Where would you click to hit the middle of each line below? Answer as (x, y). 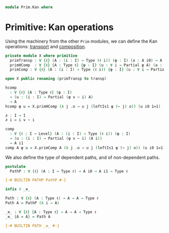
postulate (16, 166)
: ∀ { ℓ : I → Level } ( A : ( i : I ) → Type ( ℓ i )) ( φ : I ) (70, 134)
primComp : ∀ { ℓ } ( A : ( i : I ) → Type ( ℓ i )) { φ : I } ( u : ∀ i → (79, 70)
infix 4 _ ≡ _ (18, 189)
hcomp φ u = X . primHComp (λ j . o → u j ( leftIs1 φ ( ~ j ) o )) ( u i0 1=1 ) (83, 106)
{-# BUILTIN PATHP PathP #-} (36, 180)
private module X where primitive (41, 56)
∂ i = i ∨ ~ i (20, 120)
